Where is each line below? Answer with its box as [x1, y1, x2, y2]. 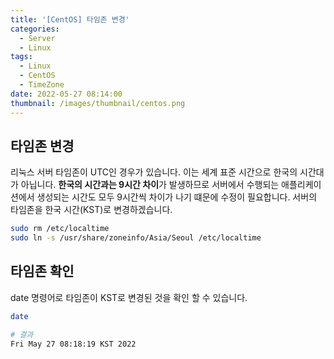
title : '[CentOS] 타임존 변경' [10, 14, 130, 25]
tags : [10, 52, 33, 62]
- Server [19, 33, 56, 43]
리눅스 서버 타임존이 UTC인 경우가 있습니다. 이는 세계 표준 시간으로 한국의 [10, 166, 298, 178]
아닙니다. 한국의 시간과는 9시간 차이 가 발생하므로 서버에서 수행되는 [20, 179, 280, 191]
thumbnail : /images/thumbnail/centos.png [10, 98, 186, 108]
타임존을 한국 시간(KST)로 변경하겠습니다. [10, 204, 173, 216]
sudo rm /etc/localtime [10, 224, 110, 234]
